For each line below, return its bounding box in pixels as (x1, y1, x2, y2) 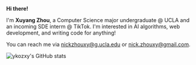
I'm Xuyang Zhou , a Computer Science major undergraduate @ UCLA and (6, 17, 190, 23)
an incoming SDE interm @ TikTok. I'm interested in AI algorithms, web (6, 23, 180, 30)
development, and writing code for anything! (6, 29, 116, 36)
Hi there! (6, 5, 29, 12)
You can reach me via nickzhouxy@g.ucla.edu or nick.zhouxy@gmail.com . (6, 41, 191, 48)
